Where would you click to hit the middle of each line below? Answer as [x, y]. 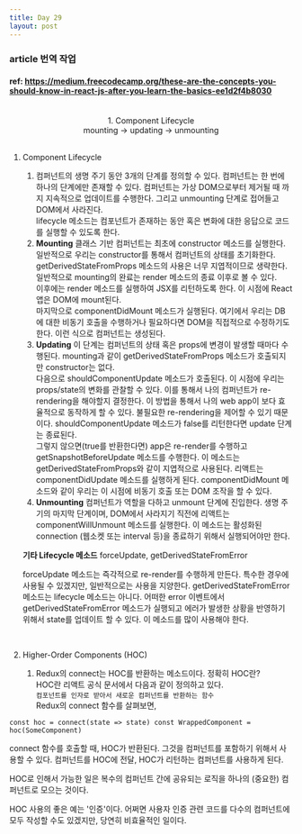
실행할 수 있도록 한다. [83, 231]
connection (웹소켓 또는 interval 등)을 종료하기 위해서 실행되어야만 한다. [163, 536]
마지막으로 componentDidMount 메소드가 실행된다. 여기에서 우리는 [154, 311]
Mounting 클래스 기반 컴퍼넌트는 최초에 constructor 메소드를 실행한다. [160, 243]
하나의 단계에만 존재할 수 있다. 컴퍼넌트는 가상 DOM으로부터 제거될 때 [158, 186]
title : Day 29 [36, 18]
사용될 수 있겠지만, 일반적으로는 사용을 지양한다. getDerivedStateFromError [156, 585]
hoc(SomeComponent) [46, 730]
